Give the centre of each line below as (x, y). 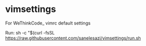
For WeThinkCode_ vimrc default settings (48, 23)
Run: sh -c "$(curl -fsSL (30, 32)
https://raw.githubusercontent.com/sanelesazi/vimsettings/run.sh (73, 38)
